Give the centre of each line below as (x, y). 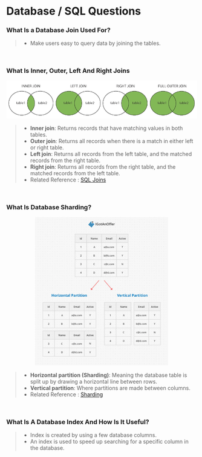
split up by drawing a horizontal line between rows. (93, 381)
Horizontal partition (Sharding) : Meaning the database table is (109, 375)
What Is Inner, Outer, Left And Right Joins (68, 71)
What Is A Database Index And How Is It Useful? (78, 422)
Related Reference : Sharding (67, 394)
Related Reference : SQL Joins (68, 180)
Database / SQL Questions (74, 11)
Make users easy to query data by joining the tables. (96, 43)
